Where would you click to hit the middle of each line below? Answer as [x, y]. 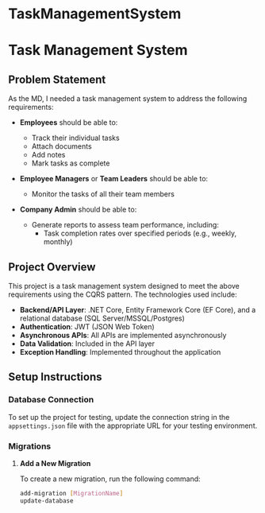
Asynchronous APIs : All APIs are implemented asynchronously [123, 335]
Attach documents [62, 146]
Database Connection [51, 400]
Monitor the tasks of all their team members [103, 194]
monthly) [58, 242]
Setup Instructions [55, 377]
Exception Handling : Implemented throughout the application [120, 352]
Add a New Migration [55, 463]
